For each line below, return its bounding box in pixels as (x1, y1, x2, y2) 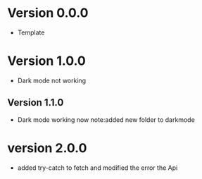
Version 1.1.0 (7, 97, 64, 109)
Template (17, 28, 45, 37)
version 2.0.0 (7, 140, 87, 156)
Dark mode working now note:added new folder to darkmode (17, 115, 195, 124)
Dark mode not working (17, 76, 87, 85)
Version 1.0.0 (7, 53, 86, 69)
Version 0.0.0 (7, 5, 89, 21)
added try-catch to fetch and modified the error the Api (17, 163, 178, 172)
